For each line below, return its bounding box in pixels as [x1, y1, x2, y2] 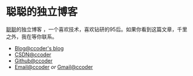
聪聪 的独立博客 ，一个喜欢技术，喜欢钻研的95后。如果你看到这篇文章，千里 [6, 26, 188, 33]
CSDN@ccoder [14, 51, 51, 58]
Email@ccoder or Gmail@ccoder [14, 63, 93, 70]
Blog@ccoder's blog [14, 44, 64, 51]
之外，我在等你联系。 [6, 33, 57, 40]
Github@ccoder [14, 57, 53, 64]
